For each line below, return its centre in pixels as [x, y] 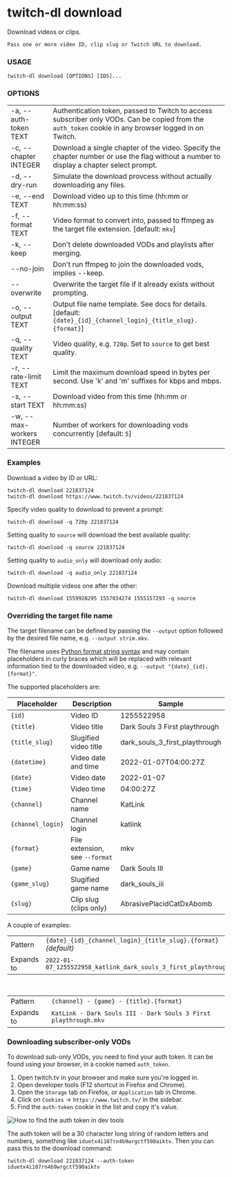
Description [92, 704]
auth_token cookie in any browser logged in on [128, 128]
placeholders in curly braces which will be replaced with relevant [99, 659]
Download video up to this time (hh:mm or [120, 196]
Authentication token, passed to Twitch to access [133, 111]
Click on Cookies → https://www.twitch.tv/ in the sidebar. [100, 1100]
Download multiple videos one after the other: [72, 586]
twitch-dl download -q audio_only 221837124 [72, 573]
